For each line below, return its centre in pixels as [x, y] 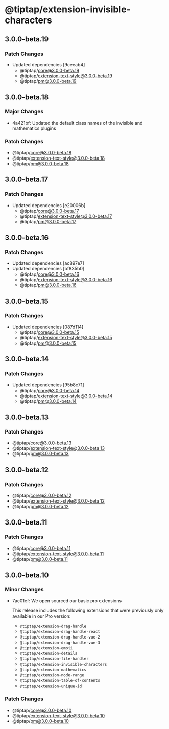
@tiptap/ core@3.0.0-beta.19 [50, 70]
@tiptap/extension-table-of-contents [60, 681]
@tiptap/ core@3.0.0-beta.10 [42, 710]
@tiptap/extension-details [49, 654]
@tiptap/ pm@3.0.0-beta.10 [41, 721]
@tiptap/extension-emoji [46, 648]
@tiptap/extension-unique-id [51, 686]
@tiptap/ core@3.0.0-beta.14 [50, 390]
